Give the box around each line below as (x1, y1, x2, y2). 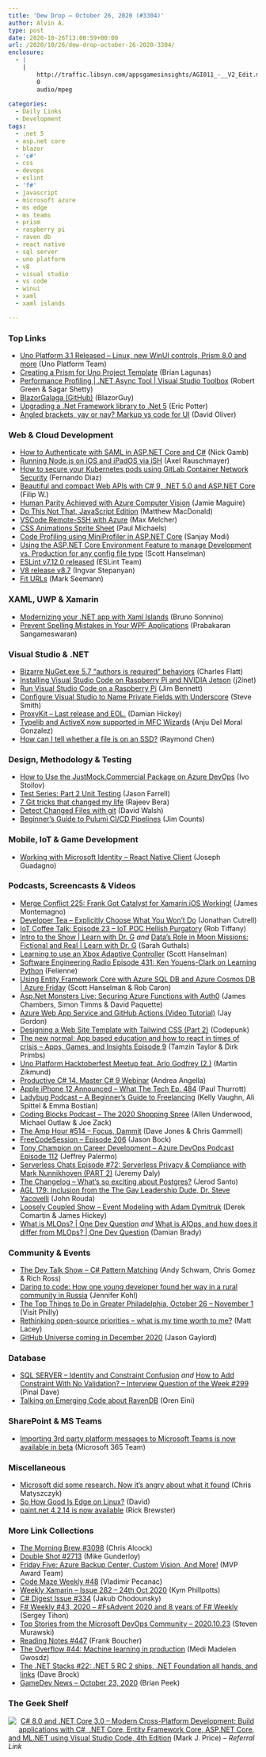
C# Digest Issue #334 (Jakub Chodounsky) (19, 1593, 161, 1604)
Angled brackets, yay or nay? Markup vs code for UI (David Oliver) (19, 410, 237, 419)
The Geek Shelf (8, 1698, 69, 1709)
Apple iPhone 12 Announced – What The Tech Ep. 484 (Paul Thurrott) (19, 1084, 247, 1093)
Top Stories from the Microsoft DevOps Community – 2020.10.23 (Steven (19, 1619, 258, 1628)
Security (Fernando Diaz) (19, 473, 102, 483)
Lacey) (19, 1324, 43, 1334)
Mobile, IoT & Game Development (8, 834, 139, 846)
